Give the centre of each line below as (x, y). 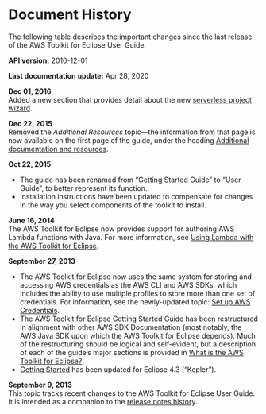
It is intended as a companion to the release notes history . (103, 401)
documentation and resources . (58, 149)
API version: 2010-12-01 (48, 60)
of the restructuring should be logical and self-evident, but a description (138, 344)
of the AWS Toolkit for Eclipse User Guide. (77, 44)
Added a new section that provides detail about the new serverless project (130, 99)
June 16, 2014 (32, 220)
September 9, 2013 (40, 385)
